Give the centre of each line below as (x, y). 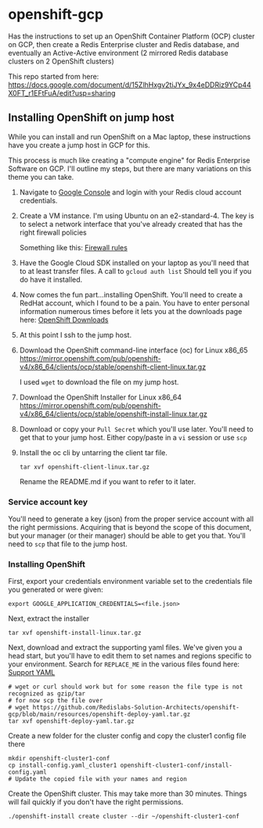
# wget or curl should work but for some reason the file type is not (126, 687)
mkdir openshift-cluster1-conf (59, 759)
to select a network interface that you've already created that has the (131, 224)
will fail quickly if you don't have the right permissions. (96, 802)
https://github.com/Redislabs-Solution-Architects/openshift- (136, 708)
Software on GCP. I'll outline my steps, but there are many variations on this (130, 168)
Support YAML (32, 673)
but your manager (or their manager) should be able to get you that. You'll (127, 536)
